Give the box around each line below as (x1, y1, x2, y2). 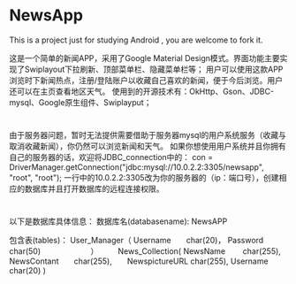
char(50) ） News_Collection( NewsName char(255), (9, 246, 281, 257)
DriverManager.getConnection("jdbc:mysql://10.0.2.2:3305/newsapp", (9, 162, 265, 173)
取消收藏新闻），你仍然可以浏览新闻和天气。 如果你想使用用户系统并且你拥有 (9, 141, 286, 151)
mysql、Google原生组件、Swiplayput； (9, 96, 152, 107)
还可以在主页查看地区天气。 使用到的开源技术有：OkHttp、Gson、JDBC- (9, 86, 275, 96)
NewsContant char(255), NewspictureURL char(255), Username (9, 256, 269, 266)
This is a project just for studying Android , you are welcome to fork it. (9, 35, 263, 45)
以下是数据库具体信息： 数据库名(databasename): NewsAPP (9, 216, 228, 226)
